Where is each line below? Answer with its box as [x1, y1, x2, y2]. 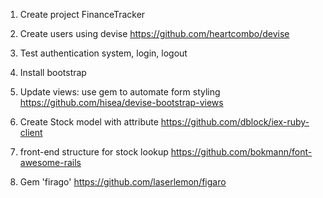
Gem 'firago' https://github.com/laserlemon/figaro [19, 176, 227, 188]
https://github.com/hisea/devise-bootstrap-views [19, 97, 224, 108]
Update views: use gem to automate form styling [19, 86, 221, 98]
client [19, 127, 43, 138]
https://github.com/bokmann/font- [170, 146, 313, 158]
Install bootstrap [19, 67, 87, 78]
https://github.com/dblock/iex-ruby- [160, 116, 310, 128]
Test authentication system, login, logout [19, 47, 188, 59]
